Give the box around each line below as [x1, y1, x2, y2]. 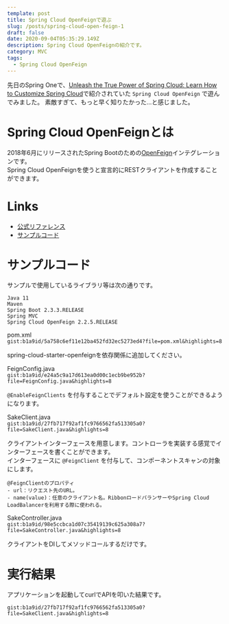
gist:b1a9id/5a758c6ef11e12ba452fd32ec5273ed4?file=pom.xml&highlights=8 [7, 338, 223, 345]
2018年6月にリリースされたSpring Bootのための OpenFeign [7, 148, 173, 156]
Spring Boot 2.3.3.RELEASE [7, 307, 84, 314]
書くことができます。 [54, 448, 114, 456]
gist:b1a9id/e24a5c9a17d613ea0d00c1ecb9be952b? [7, 372, 146, 379]
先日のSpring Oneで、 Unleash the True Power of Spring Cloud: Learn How [7, 80, 217, 89]
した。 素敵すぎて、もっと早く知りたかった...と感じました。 [25, 97, 194, 106]
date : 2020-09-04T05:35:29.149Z [7, 36, 99, 43]
